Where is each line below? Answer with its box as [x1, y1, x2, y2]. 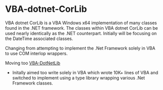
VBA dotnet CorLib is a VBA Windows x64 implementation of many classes [5, 20, 157, 26]
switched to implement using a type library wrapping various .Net [12, 75, 145, 81]
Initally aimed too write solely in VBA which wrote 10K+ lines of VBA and [12, 69, 159, 75]
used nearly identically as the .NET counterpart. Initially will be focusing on [5, 30, 157, 36]
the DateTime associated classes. [5, 36, 73, 42]
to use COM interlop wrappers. [5, 50, 68, 56]
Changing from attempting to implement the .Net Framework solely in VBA [5, 45, 156, 51]
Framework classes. [12, 80, 53, 86]
